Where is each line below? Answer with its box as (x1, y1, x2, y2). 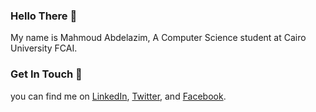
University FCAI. (10, 42, 78, 54)
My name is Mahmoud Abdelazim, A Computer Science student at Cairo (10, 32, 307, 44)
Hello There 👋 (10, 9, 78, 23)
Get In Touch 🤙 (10, 67, 83, 81)
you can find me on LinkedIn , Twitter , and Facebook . (10, 90, 227, 102)
